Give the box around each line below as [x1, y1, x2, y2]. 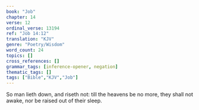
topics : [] [6, 53, 33, 59]
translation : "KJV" [6, 36, 55, 42]
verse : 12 [6, 20, 31, 25]
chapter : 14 [6, 14, 36, 20]
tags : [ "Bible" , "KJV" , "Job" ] [6, 75, 78, 80]
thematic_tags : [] [6, 69, 52, 75]
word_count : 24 [6, 47, 44, 53]
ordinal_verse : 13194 [6, 25, 60, 31]
